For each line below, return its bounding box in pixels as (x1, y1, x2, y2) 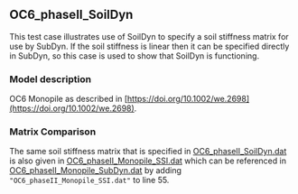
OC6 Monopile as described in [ (9, 94, 128, 105)
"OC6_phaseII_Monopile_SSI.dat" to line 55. (9, 175, 170, 186)
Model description (9, 72, 92, 85)
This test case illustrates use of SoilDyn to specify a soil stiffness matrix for (9, 31, 289, 42)
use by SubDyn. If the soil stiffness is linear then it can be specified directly (9, 41, 290, 51)
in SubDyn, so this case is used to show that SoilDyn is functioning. (9, 50, 260, 61)
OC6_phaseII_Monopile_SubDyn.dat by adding (9, 165, 182, 176)
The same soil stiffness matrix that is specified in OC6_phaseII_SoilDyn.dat (9, 146, 287, 157)
